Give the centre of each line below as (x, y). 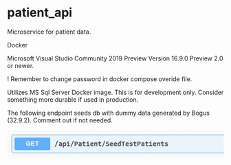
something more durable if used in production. (73, 99)
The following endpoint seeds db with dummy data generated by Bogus (108, 113)
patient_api (40, 13)
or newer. (21, 65)
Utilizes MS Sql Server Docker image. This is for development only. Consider (115, 92)
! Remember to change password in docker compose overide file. (100, 79)
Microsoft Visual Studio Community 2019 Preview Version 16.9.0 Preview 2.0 (115, 58)
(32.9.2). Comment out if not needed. (60, 120)
